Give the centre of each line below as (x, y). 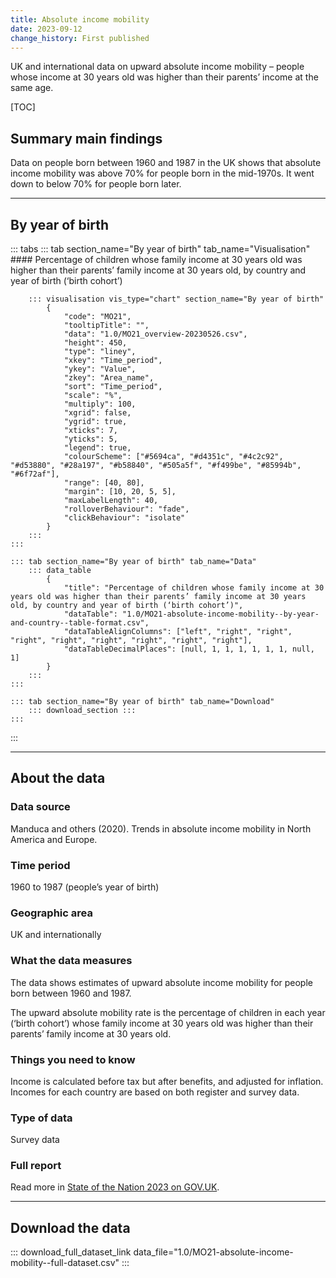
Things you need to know (73, 1059)
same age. (32, 88)
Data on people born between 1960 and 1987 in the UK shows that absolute (166, 163)
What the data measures (71, 961)
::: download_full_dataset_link (71, 1252)
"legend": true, (97, 448)
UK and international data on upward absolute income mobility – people (157, 67)
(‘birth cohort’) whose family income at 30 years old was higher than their (162, 1023)
